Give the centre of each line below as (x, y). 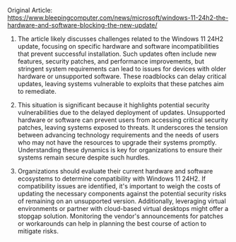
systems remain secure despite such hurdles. (84, 157)
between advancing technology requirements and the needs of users (118, 135)
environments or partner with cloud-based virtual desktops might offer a (123, 208)
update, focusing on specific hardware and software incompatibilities (118, 46)
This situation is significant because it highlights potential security (113, 105)
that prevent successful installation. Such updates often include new (117, 54)
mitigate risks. (38, 231)
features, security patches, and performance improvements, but (111, 61)
